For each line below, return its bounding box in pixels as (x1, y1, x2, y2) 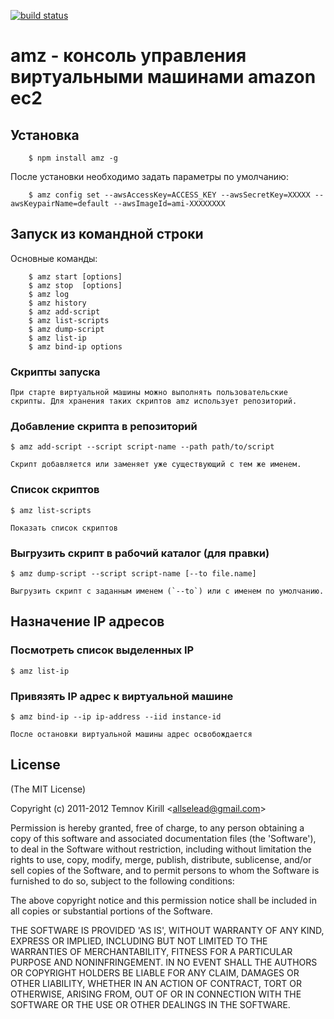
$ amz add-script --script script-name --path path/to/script (10, 442, 275, 452)
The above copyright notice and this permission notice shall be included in (10, 894, 317, 906)
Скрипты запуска (10, 365, 101, 379)
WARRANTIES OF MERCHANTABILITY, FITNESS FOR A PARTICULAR (10, 945, 293, 957)
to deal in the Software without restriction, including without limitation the (10, 843, 312, 855)
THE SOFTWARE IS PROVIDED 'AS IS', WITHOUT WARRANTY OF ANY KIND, (10, 924, 325, 936)
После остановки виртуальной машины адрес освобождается (10, 729, 253, 739)
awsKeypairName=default (10, 199, 110, 209)
